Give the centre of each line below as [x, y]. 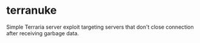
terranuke [32, 10]
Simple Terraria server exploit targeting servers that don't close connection [100, 27]
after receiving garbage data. [43, 33]
